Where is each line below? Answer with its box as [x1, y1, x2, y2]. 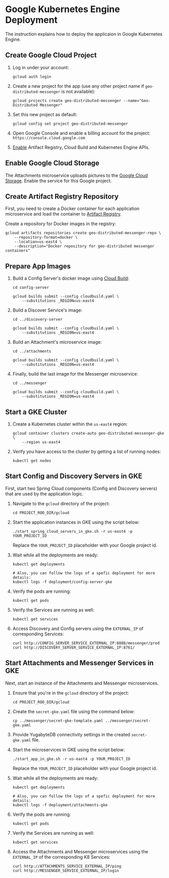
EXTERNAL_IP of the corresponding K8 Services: [12, 854, 110, 860]
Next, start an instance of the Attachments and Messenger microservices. [5, 680, 159, 686]
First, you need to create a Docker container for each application [5, 205, 140, 212]
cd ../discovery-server [12, 317, 63, 322]
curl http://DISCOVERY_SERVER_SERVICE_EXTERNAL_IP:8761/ [12, 645, 135, 650]
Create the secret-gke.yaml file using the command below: [12, 708, 135, 714]
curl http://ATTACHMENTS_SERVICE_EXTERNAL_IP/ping [12, 863, 122, 869]
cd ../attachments [12, 349, 51, 354]
